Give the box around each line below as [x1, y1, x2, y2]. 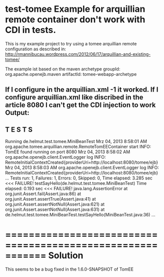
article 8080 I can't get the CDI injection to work [5, 101, 156, 109]
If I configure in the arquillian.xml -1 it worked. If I [5, 85, 159, 94]
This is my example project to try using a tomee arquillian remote [5, 40, 137, 46]
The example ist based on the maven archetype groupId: [5, 66, 121, 72]
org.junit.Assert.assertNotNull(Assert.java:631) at [5, 207, 105, 212]
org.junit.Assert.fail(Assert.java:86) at [5, 191, 82, 197]
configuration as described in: [5, 46, 66, 52]
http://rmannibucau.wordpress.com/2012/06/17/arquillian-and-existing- [5, 51, 151, 57]
